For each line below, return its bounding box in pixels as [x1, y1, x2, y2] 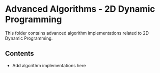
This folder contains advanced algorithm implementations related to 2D [5, 30, 149, 36]
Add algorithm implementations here [12, 62, 86, 68]
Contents [5, 49, 34, 58]
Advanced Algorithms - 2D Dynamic [5, 3, 156, 15]
